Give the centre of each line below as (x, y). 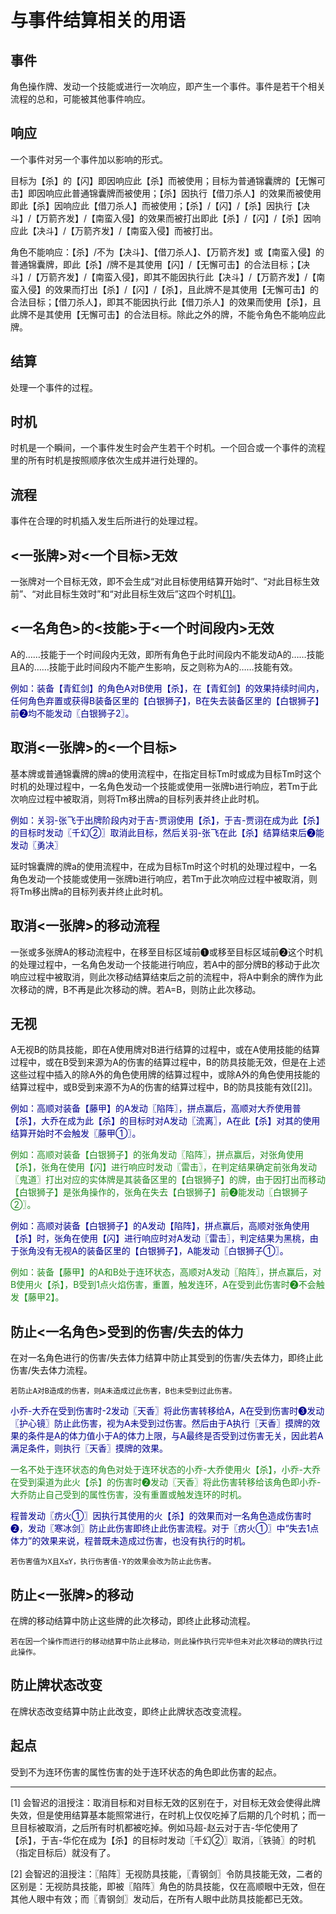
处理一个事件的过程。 (54, 387)
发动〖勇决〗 (36, 845)
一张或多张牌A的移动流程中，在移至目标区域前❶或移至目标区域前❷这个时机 (166, 952)
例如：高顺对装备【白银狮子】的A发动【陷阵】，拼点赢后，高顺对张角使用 (160, 1226)
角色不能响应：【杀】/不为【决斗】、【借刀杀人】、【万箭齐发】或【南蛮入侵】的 (167, 252)
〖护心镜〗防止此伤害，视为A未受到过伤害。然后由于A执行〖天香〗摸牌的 (161, 1423)
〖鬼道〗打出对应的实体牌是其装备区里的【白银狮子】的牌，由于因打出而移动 (168, 1180)
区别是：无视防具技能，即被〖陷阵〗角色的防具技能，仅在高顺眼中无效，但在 (168, 1886)
